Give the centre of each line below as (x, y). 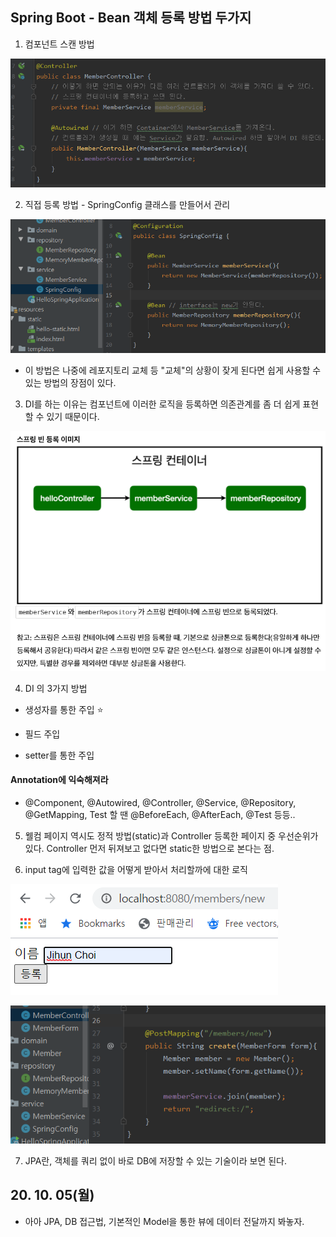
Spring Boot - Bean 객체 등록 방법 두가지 (131, 18)
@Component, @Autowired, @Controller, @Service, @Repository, (160, 802)
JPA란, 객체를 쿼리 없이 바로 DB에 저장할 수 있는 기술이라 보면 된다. (155, 1160)
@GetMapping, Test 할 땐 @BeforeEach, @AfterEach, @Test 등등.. (160, 814)
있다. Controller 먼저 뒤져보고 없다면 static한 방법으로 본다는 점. (149, 848)
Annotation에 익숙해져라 (59, 780)
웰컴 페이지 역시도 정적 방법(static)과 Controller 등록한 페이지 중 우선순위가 (171, 835)
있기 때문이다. (73, 417)
